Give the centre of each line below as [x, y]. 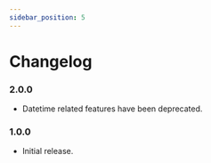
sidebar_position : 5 [48, 17]
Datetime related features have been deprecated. [112, 109]
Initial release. [48, 151]
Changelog [51, 61]
